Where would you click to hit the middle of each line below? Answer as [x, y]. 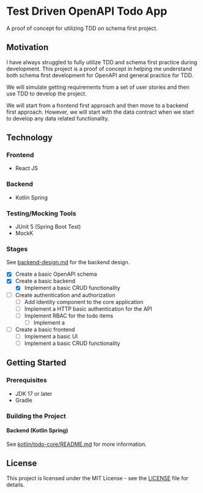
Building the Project [36, 416]
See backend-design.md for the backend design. [68, 262]
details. [16, 484]
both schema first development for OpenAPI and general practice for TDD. [100, 75]
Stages [17, 249]
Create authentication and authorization [65, 295]
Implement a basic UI [51, 336]
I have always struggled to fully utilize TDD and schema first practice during [102, 62]
